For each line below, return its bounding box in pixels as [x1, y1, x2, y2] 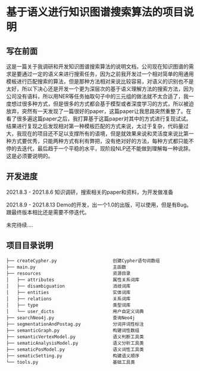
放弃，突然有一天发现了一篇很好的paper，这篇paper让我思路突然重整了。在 [6, 108, 192, 115]
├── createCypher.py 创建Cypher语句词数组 [6, 258, 160, 264]
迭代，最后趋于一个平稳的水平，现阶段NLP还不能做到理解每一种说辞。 [21, 145, 194, 152]
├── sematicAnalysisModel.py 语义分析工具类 [6, 340, 144, 346]
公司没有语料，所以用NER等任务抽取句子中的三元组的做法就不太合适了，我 [6, 93, 189, 100]
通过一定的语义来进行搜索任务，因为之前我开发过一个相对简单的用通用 [21, 70, 194, 78]
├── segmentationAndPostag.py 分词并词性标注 [6, 321, 144, 327]
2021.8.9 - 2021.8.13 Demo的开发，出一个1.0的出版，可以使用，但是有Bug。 [6, 201, 192, 208]
